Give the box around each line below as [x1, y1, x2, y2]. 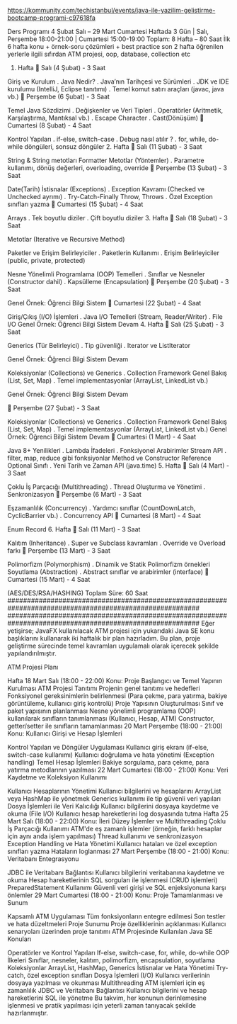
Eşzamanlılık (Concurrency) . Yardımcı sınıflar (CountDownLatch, [7, 504, 196, 512]
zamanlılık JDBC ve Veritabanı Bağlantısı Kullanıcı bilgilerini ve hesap [7, 986, 207, 994]
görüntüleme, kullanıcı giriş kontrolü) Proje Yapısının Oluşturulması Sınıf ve [7, 699, 224, 707]
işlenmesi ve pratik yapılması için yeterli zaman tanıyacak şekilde [7, 1001, 197, 1009]
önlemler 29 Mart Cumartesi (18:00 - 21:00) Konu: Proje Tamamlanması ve [7, 891, 223, 899]
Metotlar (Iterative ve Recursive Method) [7, 235, 125, 243]
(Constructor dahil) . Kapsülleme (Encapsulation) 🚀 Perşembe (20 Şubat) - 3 [7, 278, 229, 286]
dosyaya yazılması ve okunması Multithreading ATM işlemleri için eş [7, 979, 205, 987]
